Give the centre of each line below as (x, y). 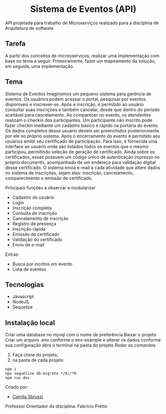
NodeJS (21, 302)
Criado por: (17, 387)
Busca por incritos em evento (42, 264)
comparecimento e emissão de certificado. (49, 178)
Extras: (12, 254)
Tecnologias (25, 284)
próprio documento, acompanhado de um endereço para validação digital (81, 162)
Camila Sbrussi (28, 397)
